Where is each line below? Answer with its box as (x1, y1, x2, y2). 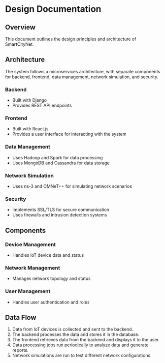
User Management (5, 288, 51, 295)
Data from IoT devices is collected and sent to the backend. (12, 326, 133, 333)
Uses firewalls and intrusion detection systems (12, 212, 107, 218)
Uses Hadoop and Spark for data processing (12, 154, 103, 160)
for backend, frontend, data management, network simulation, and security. (5, 74, 159, 80)
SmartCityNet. (5, 41, 34, 47)
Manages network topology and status (12, 275, 91, 281)
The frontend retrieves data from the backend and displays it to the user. (12, 337, 160, 343)
